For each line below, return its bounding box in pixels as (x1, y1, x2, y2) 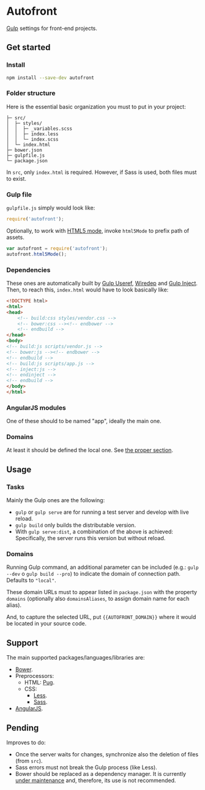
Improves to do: (6, 739, 46, 747)
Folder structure (6, 89, 56, 97)
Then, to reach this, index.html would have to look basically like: (6, 286, 169, 293)
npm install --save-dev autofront (6, 75, 95, 81)
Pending (6, 723, 39, 733)
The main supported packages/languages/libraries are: (6, 654, 145, 661)
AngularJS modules (6, 403, 66, 412)
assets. (6, 233, 24, 241)
